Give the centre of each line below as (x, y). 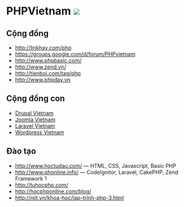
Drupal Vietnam (34, 113)
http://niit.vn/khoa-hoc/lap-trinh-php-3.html (69, 197)
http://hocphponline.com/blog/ (53, 191)
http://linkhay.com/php (43, 48)
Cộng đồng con (35, 98)
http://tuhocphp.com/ (41, 185)
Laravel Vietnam (35, 126)
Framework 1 (31, 178)
